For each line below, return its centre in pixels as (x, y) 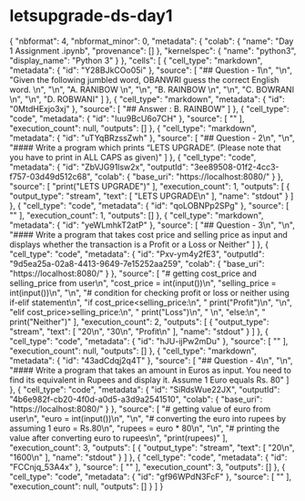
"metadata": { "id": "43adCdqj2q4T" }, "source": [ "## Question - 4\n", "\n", (151, 360)
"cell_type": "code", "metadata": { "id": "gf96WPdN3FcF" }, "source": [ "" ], (151, 476)
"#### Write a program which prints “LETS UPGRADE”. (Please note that (145, 148)
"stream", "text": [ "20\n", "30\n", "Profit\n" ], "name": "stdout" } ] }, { (139, 331)
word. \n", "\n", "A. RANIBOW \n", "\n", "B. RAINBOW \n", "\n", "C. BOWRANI (152, 89)
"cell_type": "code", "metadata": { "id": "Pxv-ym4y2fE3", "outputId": (137, 254)
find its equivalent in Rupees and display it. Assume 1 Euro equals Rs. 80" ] (149, 380)
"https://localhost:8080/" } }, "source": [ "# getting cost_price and (133, 273)
